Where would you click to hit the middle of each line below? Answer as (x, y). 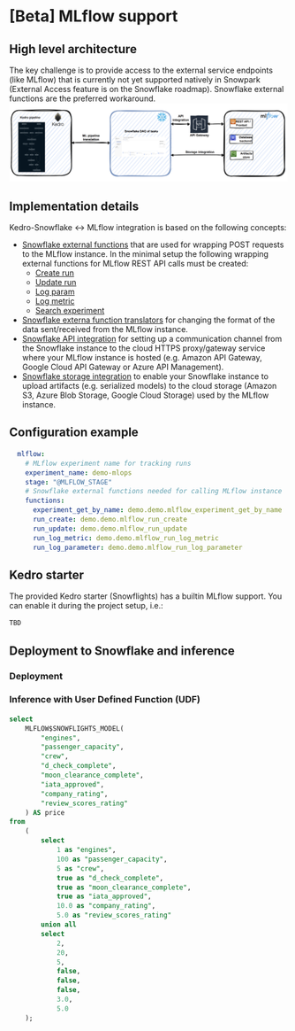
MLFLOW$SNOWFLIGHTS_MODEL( (75, 728)
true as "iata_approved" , (104, 896)
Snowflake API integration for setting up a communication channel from (152, 339)
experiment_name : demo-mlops (79, 473)
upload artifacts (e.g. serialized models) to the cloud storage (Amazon (149, 386)
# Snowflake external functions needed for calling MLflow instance (154, 492)
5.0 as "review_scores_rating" (114, 915)
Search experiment (70, 311)
